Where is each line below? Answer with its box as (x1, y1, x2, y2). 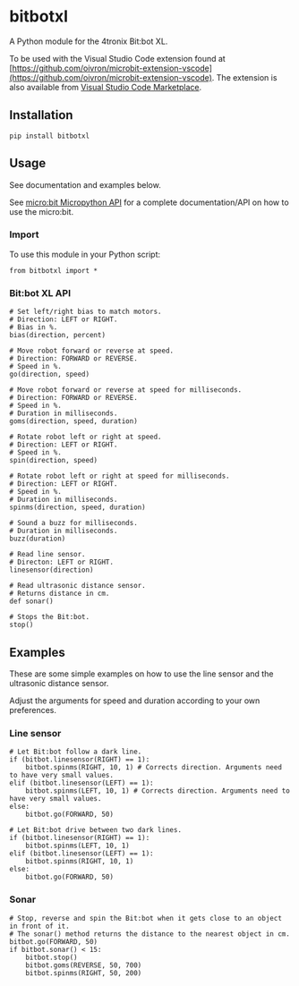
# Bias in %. (9, 323, 58, 332)
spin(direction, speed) (9, 456, 98, 465)
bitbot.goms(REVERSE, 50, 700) (25, 960, 142, 970)
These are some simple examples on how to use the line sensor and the (9, 668, 274, 679)
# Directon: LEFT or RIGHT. (9, 557, 115, 567)
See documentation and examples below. (9, 179, 161, 190)
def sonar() (9, 597, 54, 606)
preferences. (9, 704, 56, 715)
